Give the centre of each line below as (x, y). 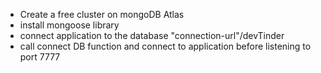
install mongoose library (69, 25)
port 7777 (40, 57)
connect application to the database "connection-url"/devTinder (152, 35)
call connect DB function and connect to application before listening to (165, 46)
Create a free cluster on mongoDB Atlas (102, 14)
